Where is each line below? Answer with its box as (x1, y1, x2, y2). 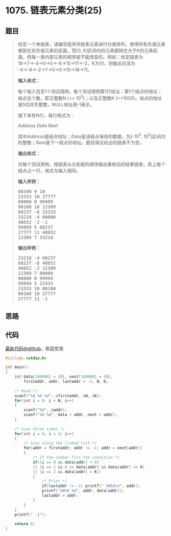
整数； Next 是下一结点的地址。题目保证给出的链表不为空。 (22, 139, 144, 146)
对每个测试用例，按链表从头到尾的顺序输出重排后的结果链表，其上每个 (17, 161, 166, 168)
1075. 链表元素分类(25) (5, 5, 102, 16)
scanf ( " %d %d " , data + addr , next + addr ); (23, 412, 117, 417)
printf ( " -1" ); (14, 512, 47, 517)
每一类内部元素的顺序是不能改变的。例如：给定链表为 (31, 54, 143, 60)
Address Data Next (17, 122, 58, 128)
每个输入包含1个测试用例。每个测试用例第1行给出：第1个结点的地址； (17, 88, 162, 95)
